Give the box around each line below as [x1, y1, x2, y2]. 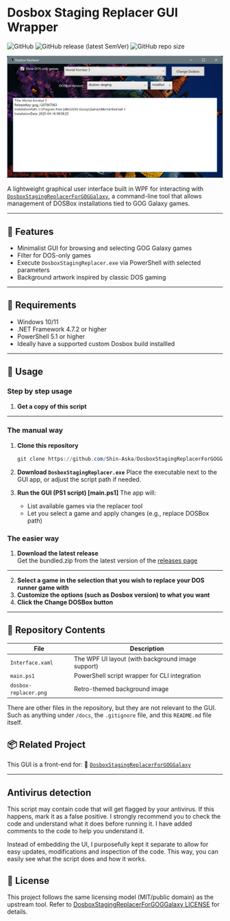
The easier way [7, 534, 60, 543]
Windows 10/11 [16, 317, 59, 326]
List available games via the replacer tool [27, 501, 143, 510]
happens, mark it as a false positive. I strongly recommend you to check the [7, 812, 221, 821]
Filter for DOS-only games [16, 251, 91, 260]
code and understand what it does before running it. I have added [7, 819, 192, 828]
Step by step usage [7, 387, 73, 396]
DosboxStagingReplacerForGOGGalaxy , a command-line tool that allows [7, 192, 202, 201]
